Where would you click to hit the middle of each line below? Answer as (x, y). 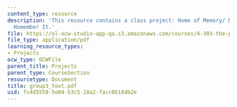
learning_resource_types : (45, 46)
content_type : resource (42, 14)
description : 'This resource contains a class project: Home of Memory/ (116, 20)
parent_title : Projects (42, 66)
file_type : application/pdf (49, 40)
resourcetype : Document (42, 79)
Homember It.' (34, 27)
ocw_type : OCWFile (34, 60)
